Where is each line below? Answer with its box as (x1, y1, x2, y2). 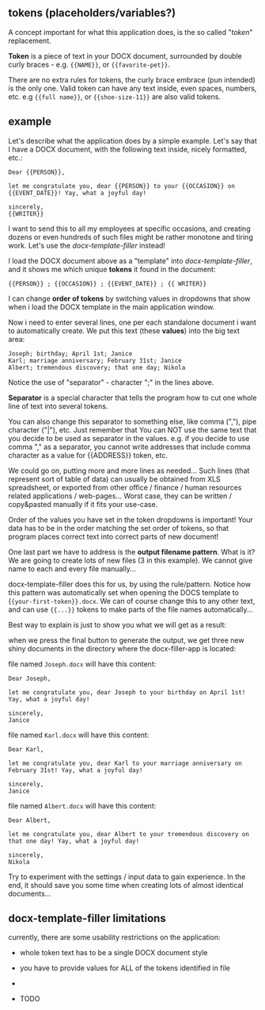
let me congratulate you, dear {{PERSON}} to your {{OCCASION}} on (8, 182, 236, 190)
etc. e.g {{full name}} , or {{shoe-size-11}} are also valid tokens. (8, 91, 221, 102)
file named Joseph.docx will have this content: (8, 659, 157, 669)
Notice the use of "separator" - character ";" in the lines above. (8, 377, 214, 387)
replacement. (8, 36, 51, 45)
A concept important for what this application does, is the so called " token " (8, 27, 253, 36)
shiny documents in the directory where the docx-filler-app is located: (8, 643, 237, 653)
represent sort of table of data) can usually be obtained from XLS (8, 474, 221, 483)
